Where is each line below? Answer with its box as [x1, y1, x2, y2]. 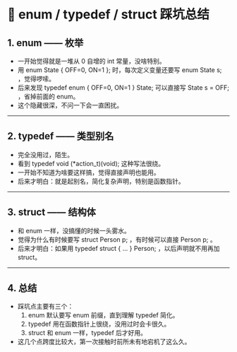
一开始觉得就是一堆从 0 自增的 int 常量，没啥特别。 [17, 57, 166, 65]
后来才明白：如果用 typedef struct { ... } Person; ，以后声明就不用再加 [17, 244, 220, 252]
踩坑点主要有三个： [17, 302, 74, 311]
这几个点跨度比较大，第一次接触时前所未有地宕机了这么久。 [17, 337, 191, 346]
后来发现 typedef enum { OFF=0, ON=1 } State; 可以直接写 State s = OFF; [17, 83, 230, 92]
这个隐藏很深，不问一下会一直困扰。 [17, 101, 123, 110]
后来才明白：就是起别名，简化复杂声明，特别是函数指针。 [17, 177, 185, 185]
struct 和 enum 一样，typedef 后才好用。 [28, 329, 147, 337]
